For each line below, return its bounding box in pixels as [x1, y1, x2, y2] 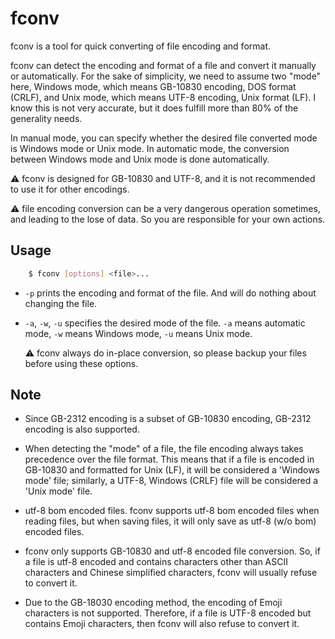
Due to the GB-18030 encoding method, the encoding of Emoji [24, 597, 283, 609]
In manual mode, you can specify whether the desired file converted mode [10, 132, 318, 144]
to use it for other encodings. [10, 183, 130, 195]
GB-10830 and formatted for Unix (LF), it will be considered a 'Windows [24, 464, 321, 476]
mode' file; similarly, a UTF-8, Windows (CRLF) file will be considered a [24, 475, 319, 487]
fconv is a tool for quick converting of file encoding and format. [10, 40, 272, 52]
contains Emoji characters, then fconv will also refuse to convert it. [24, 618, 300, 630]
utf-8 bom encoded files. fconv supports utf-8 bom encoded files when [24, 505, 320, 517]
